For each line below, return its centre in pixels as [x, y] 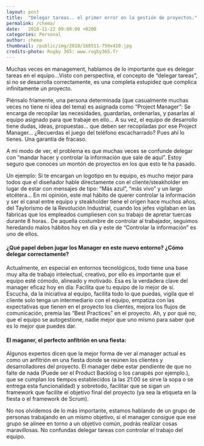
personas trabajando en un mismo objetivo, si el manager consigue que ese [101, 417]
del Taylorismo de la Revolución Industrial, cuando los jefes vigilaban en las [101, 208]
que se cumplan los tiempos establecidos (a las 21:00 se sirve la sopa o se [100, 380]
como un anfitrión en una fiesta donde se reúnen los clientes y [85, 360]
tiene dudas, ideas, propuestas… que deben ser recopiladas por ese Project [101, 126]
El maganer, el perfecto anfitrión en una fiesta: [66, 340]
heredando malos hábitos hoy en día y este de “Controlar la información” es [101, 227]
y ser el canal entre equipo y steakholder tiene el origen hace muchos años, [101, 201]
